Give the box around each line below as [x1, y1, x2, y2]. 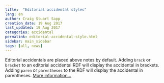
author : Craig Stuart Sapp [5, 16, 60, 21]
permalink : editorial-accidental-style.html [5, 35, 98, 40]
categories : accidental [5, 30, 54, 35]
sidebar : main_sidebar [5, 39, 52, 44]
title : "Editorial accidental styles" [5, 7, 87, 12]
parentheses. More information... [5, 72, 72, 78]
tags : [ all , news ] [5, 43, 43, 48]
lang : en [5, 12, 23, 17]
